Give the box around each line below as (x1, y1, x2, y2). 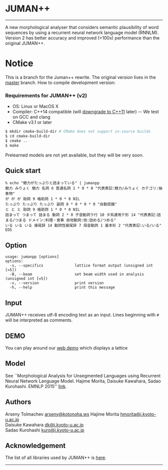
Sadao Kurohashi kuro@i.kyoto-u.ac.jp (5, 427, 84, 433)
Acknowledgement (5, 441, 66, 450)
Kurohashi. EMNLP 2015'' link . (5, 383, 67, 389)
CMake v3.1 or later (12, 119, 52, 125)
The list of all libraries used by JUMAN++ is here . (5, 454, 106, 460)
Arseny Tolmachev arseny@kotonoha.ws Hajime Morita (5, 411, 119, 417)
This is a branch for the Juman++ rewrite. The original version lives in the (5, 74, 156, 80)
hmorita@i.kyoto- (120, 411, 156, 417)
